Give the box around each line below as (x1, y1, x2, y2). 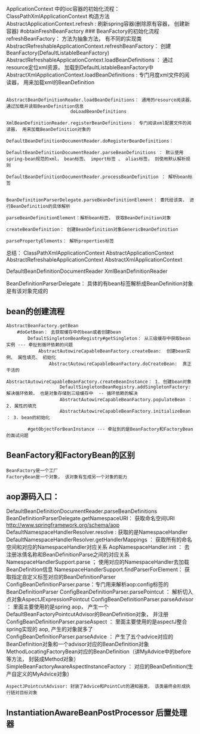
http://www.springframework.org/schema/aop (6, 521, 120, 529)
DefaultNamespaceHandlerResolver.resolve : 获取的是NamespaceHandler (6, 529, 188, 536)
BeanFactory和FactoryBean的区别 (6, 450, 136, 460)
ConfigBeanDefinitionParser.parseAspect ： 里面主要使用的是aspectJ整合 (6, 618, 187, 625)
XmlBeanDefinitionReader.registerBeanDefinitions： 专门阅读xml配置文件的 (6, 120, 187, 126)
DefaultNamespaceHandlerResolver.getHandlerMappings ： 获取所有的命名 (6, 536, 192, 543)
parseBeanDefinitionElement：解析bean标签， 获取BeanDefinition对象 (6, 215, 171, 221)
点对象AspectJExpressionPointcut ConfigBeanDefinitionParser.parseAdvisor (6, 596, 194, 603)
